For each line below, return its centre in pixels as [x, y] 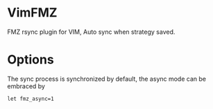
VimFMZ [32, 13]
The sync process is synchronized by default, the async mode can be [107, 79]
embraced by [26, 86]
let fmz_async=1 [31, 99]
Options [31, 60]
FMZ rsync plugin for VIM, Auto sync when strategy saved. [91, 32]
